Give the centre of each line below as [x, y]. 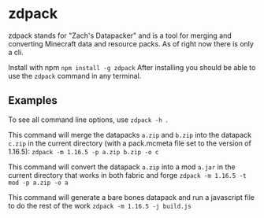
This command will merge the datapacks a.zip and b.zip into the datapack [130, 135]
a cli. [16, 52]
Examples [33, 100]
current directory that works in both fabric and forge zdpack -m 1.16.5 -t [127, 175]
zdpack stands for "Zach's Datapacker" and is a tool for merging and [120, 35]
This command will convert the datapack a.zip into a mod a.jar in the [122, 167]
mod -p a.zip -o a [38, 183]
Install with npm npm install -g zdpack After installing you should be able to [132, 67]
